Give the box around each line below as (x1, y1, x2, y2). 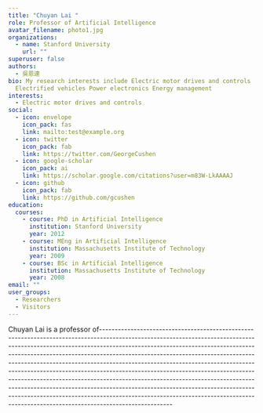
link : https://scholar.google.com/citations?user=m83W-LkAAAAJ (22, 172, 234, 180)
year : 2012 (28, 230, 65, 238)
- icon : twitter (15, 135, 68, 143)
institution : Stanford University (28, 223, 143, 231)
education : (8, 201, 44, 208)
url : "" (22, 48, 47, 56)
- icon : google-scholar (15, 158, 93, 165)
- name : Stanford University (15, 41, 111, 49)
